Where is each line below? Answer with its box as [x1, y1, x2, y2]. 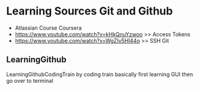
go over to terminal [6, 77, 54, 84]
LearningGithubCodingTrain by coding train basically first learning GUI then [6, 71, 194, 78]
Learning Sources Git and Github [6, 4, 173, 18]
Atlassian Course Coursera [14, 24, 82, 31]
